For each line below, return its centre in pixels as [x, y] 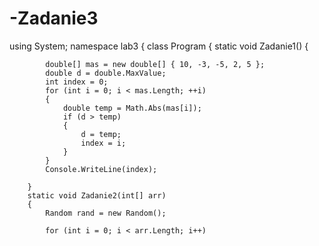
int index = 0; [77, 82]
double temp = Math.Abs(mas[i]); [132, 108]
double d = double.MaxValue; [106, 73]
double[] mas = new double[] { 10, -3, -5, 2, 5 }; [155, 64]
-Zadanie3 [54, 18]
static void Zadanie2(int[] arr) [97, 195]
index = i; [103, 143]
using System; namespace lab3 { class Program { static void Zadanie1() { [159, 46]
